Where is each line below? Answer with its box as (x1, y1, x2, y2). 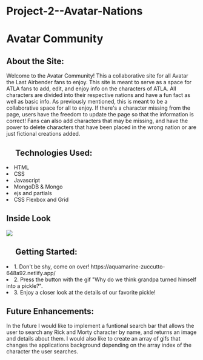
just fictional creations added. (6, 130, 81, 138)
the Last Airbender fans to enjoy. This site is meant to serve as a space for (6, 79, 192, 86)
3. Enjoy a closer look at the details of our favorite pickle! (14, 288, 156, 296)
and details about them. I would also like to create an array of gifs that (6, 335, 181, 342)
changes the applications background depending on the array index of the (6, 341, 192, 349)
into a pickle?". (6, 282, 43, 289)
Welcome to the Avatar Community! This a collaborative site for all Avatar (6, 72, 189, 79)
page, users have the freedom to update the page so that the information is (6, 111, 194, 118)
